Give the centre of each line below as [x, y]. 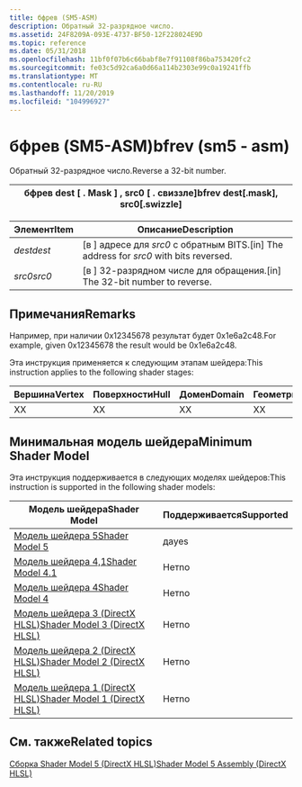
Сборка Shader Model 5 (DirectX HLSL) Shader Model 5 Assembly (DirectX [148, 764]
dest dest [32, 250]
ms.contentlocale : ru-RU [56, 85]
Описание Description [185, 230]
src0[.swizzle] [151, 204]
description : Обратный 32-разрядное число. [92, 26]
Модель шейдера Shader [84, 509]
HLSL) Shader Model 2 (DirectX [80, 661]
